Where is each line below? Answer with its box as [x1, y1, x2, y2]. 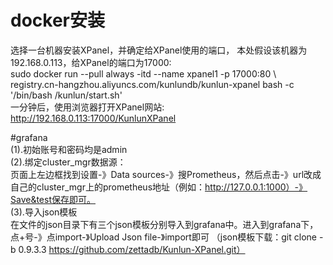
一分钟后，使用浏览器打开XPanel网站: [10, 101, 165, 113]
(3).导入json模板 [10, 206, 78, 218]
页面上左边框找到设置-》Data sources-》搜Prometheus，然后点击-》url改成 [10, 168, 322, 180]
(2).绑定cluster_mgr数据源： [10, 156, 127, 168]
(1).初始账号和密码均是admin [10, 143, 128, 155]
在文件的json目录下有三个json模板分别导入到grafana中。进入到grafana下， [10, 218, 319, 230]
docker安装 [10, 9, 105, 32]
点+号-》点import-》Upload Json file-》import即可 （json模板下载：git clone [10, 231, 317, 243]
